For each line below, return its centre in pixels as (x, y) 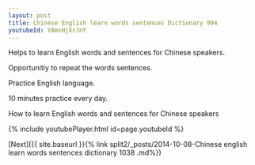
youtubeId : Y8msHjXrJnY (48, 30)
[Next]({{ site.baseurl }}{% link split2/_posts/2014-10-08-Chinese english (128, 144)
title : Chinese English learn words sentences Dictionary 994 (113, 23)
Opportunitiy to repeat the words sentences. (80, 68)
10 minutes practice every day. (58, 99)
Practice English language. (51, 83)
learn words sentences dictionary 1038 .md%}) (85, 153)
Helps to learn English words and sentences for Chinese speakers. (117, 53)
